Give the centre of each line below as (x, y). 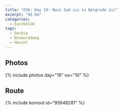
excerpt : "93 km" (23, 15)
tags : (11, 29)
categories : (18, 19)
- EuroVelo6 (22, 24)
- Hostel (19, 43)
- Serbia (19, 33)
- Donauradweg (24, 38)
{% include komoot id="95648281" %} (45, 103)
